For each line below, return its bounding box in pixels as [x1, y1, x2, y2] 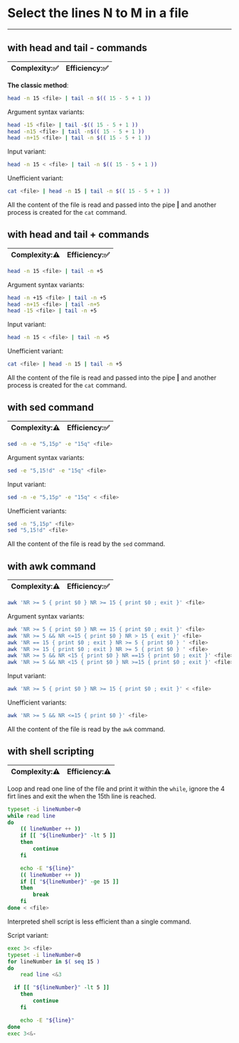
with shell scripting [7, 745, 95, 758]
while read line [7, 812, 55, 819]
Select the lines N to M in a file [7, 5, 189, 21]
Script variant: [7, 931, 49, 939]
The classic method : [7, 80, 69, 90]
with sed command [7, 402, 94, 414]
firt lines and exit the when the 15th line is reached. [7, 791, 156, 801]
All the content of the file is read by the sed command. [7, 540, 166, 548]
